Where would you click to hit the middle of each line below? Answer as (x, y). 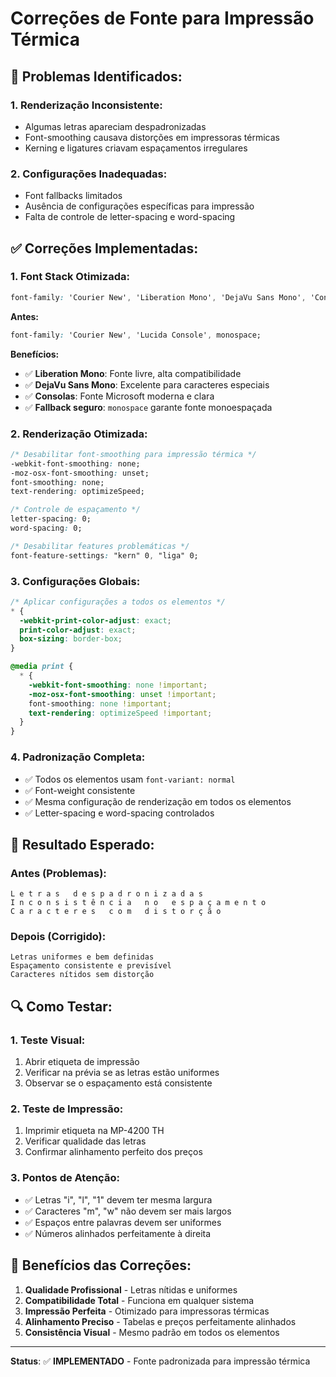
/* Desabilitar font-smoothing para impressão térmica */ (133, 454)
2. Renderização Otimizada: (79, 434)
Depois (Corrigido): (58, 937)
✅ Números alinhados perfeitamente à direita (118, 1233)
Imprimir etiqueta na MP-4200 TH (94, 1131)
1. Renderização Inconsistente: (86, 105)
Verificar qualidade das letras (85, 1141)
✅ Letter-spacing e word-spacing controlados (119, 813)
